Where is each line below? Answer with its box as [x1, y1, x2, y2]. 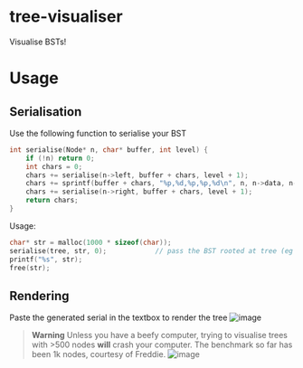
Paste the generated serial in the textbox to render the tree [9, 312, 228, 323]
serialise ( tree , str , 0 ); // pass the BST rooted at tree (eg [9, 246, 294, 255]
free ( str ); [9, 263, 51, 272]
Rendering [9, 288, 70, 304]
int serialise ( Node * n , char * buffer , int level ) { [9, 145, 208, 155]
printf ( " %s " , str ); [9, 255, 83, 264]
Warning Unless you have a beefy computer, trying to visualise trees [31, 330, 288, 341]
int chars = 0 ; [25, 162, 83, 171]
